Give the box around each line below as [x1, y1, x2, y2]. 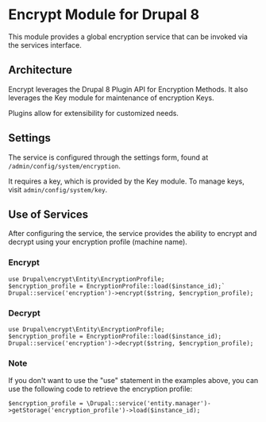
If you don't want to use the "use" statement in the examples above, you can [8, 376, 259, 385]
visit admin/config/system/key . [8, 184, 108, 194]
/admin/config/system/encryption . [8, 161, 121, 170]
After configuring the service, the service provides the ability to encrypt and [8, 229, 257, 238]
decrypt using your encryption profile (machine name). [8, 237, 188, 247]
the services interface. [8, 40, 82, 49]
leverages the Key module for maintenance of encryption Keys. [8, 93, 214, 103]
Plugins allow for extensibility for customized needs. [8, 108, 179, 118]
